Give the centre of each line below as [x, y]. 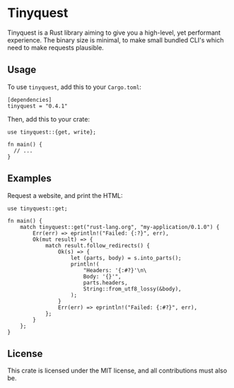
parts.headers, [106, 283]
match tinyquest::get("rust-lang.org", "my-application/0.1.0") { [120, 227]
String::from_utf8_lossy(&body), [132, 289]
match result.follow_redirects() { [98, 245]
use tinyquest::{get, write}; [52, 132]
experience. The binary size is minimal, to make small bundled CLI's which [116, 40]
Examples [29, 178]
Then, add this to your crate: [49, 119]
